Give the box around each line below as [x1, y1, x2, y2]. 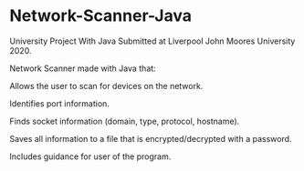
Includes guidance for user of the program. [9, 151, 172, 162]
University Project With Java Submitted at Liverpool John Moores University [9, 35, 296, 46]
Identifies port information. [9, 97, 110, 109]
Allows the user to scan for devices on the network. [9, 80, 204, 91]
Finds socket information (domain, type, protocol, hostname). [9, 116, 240, 126]
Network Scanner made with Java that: [9, 63, 157, 74]
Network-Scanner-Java [9, 5, 192, 26]
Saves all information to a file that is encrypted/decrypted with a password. [9, 133, 292, 144]
